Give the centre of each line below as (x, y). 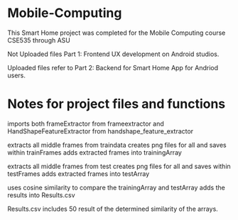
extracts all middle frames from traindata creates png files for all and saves (117, 145)
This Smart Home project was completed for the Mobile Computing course (117, 33)
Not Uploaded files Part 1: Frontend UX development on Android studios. (113, 54)
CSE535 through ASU (39, 40)
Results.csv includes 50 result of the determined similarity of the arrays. (113, 209)
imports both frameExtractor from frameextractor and (86, 123)
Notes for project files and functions (117, 104)
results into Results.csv (42, 195)
